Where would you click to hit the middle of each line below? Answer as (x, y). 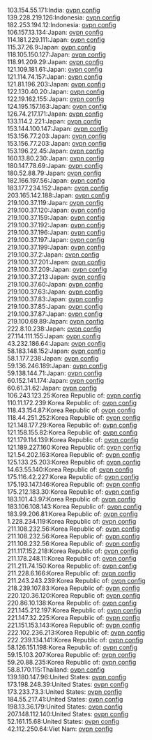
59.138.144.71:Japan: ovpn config (55, 373)
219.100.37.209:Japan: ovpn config (57, 269)
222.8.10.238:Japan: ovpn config (54, 329)
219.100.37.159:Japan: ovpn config (56, 218)
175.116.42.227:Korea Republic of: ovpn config (73, 477)
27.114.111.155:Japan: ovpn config (54, 336)
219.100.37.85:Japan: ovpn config (55, 307)
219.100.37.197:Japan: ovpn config (56, 240)
